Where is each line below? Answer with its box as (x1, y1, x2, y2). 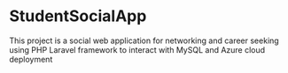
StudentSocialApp (9, 6, 147, 26)
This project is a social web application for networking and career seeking (9, 35, 279, 46)
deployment (9, 54, 53, 64)
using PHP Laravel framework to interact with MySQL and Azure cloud (9, 44, 266, 55)
